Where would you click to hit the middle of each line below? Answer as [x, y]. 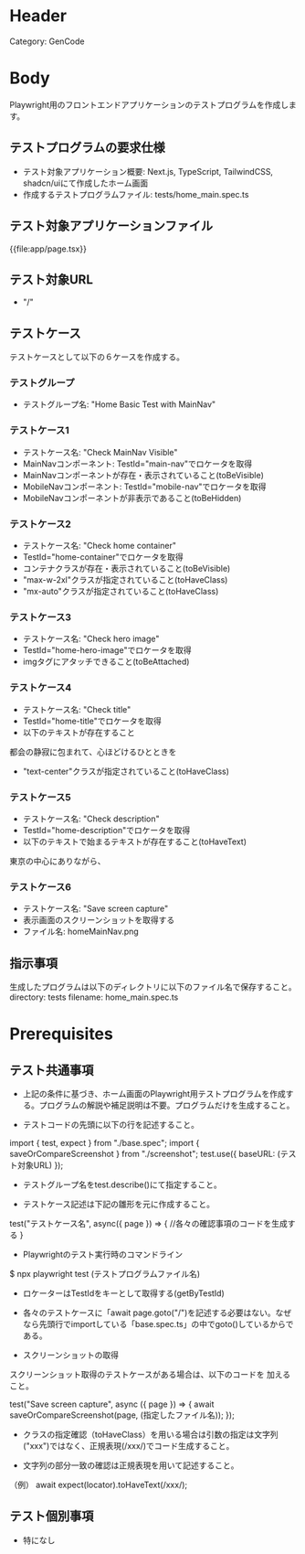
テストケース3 [40, 616]
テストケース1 [40, 431]
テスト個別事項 [52, 1516]
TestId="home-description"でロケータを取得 [106, 830]
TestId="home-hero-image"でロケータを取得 [107, 650]
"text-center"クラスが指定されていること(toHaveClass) [126, 771]
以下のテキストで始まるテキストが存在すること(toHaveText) [135, 841]
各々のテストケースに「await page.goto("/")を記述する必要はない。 [149, 1313]
